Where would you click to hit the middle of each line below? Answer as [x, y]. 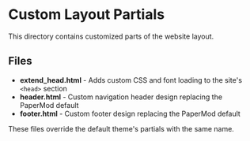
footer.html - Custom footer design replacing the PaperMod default [130, 113]
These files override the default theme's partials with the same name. [121, 128]
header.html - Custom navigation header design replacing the [121, 97]
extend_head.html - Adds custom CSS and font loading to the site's [131, 80]
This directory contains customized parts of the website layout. [111, 36]
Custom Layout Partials [86, 15]
